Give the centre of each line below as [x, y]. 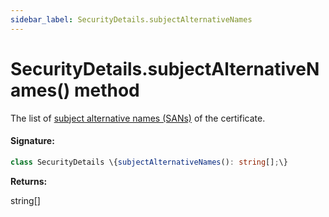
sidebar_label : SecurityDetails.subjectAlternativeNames [131, 19]
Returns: [29, 181]
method [106, 90]
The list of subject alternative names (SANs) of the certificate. [138, 118]
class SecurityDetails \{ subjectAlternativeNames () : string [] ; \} [149, 162]
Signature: [32, 141]
